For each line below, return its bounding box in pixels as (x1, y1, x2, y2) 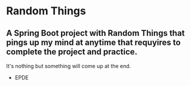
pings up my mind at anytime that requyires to (6, 37, 181, 47)
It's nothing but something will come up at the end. (6, 63, 131, 69)
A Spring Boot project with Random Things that (6, 28, 185, 38)
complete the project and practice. (6, 47, 138, 57)
